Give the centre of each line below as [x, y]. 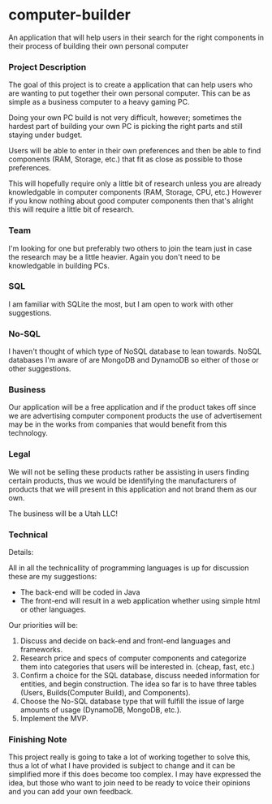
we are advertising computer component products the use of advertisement [135, 416]
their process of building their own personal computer [99, 45]
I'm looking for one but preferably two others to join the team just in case [130, 248]
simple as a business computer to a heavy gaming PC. [99, 102]
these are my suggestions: [53, 577]
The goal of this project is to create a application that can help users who [131, 85]
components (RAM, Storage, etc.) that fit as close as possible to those [125, 159]
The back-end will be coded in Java [80, 592]
